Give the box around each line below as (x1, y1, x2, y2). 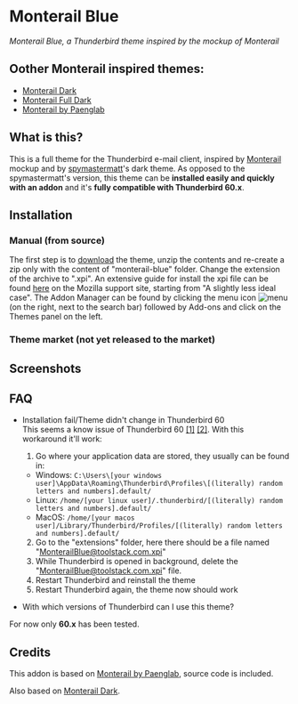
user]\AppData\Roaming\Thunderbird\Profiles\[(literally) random (35, 479, 283, 489)
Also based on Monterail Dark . (9, 685, 120, 696)
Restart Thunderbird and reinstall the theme (35, 575, 196, 586)
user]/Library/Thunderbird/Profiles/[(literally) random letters (35, 522, 283, 530)
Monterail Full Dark (21, 94, 92, 105)
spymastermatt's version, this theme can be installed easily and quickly (9, 172, 275, 183)
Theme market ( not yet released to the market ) (9, 334, 216, 346)
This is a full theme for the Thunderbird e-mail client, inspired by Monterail (9, 153, 282, 164)
